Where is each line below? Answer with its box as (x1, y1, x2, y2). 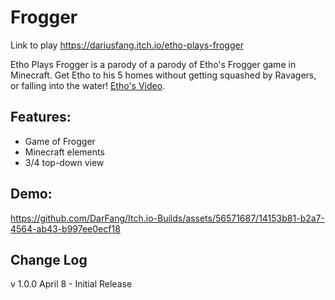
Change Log (10, 251, 88, 268)
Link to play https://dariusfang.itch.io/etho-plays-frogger (10, 39, 244, 51)
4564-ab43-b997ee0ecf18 (10, 222, 121, 235)
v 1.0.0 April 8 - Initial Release (10, 278, 133, 290)
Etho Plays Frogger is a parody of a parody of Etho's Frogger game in (10, 58, 297, 70)
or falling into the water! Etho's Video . (10, 79, 166, 91)
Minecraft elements (24, 146, 105, 158)
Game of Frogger (24, 135, 96, 147)
